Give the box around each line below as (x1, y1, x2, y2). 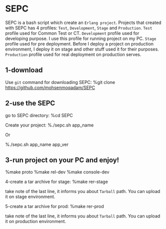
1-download (5, 66, 43, 74)
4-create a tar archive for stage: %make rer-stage (5, 178, 108, 185)
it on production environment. (5, 218, 66, 224)
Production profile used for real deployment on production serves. (5, 51, 141, 57)
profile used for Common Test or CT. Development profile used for (5, 30, 139, 36)
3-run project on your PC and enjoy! (5, 155, 119, 164)
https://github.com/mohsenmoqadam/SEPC (5, 84, 95, 90)
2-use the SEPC (5, 99, 55, 107)
